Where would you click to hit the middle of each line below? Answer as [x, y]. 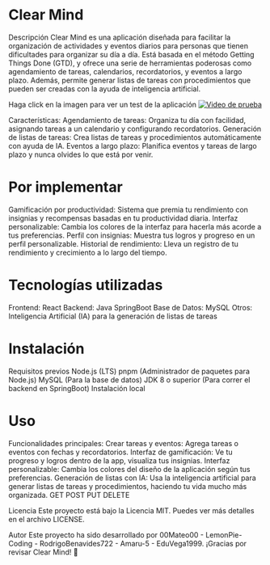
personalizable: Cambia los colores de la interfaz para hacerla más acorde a [135, 226]
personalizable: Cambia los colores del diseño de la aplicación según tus [129, 469]
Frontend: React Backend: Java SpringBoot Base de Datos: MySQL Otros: [131, 307]
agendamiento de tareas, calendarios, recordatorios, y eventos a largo [125, 71]
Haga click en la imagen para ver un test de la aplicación [102, 104]
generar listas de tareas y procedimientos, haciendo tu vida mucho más [128, 486]
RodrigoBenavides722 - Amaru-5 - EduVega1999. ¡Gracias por [143, 543]
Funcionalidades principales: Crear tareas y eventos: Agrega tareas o [123, 443]
